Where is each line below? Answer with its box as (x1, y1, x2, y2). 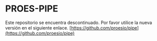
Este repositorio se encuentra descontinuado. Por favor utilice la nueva (5, 19, 152, 25)
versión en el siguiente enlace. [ (5, 24, 71, 30)
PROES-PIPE (5, 3, 58, 14)
